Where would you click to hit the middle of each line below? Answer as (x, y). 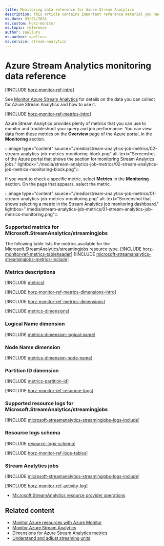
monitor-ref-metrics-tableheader (38, 254)
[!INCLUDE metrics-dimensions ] (37, 311)
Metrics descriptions (30, 272)
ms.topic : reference (26, 28)
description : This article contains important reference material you (78, 14)
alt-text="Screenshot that (125, 198)
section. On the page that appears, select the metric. (58, 184)
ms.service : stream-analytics (36, 42)
